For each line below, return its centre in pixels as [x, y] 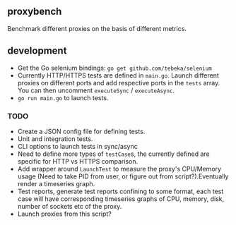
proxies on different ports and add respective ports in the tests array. [119, 83]
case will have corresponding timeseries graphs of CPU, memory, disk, [121, 199]
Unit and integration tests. [55, 139]
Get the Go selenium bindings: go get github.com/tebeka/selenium [114, 68]
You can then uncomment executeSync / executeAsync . [96, 90]
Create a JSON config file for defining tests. [81, 131]
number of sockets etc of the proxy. [70, 206]
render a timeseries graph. [56, 183]
